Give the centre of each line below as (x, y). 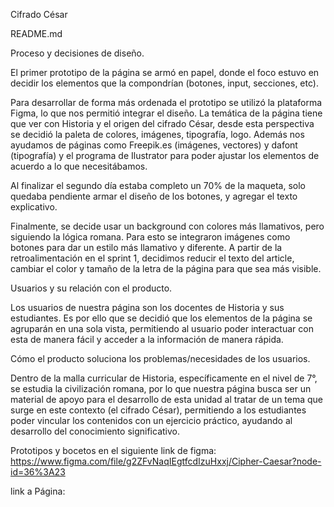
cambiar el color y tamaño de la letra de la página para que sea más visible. (166, 268)
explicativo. (34, 207)
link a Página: (38, 491)
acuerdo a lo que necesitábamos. (79, 166)
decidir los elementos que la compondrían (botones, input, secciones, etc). (164, 83)
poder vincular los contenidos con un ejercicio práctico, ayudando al (151, 420)
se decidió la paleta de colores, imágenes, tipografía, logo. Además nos (157, 134)
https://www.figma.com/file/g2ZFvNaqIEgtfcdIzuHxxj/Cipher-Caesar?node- (166, 461)
